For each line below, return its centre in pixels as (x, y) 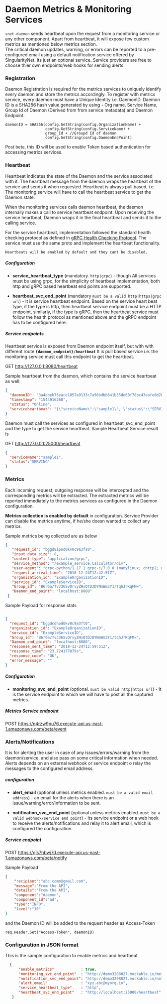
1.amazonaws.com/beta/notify (36, 858)
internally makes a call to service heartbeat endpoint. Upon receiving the (80, 212)
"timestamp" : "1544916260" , (39, 400)
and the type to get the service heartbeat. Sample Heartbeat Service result (82, 428)
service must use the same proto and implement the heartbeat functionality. (83, 243)
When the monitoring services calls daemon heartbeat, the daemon (74, 207)
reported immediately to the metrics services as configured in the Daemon (81, 501)
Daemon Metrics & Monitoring (68, 9)
